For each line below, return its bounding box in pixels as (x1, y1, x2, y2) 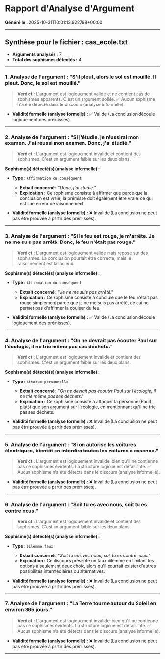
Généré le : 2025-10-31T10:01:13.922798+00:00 (5, 19, 103, 25)
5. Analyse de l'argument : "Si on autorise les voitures (5, 441, 137, 448)
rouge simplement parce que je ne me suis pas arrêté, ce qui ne (19, 299, 149, 306)
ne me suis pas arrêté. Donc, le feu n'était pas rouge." (5, 239, 136, 245)
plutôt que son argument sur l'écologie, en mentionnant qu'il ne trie (19, 404, 156, 410)
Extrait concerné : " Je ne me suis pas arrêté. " (19, 289, 114, 295)
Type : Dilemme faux (12, 543, 53, 549)
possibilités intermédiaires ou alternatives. (19, 568, 105, 574)
